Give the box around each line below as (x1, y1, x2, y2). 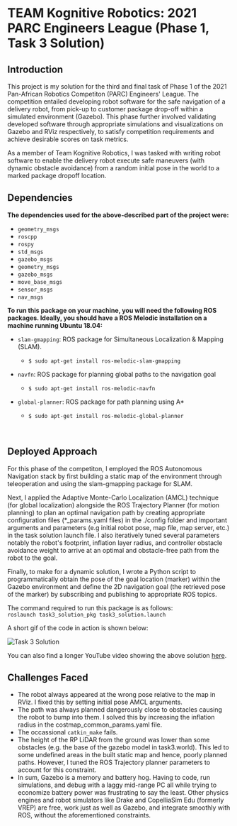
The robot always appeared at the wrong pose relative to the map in (17, 690, 216, 699)
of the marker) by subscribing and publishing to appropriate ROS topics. (7, 590, 217, 598)
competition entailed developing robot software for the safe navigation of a (7, 97, 226, 106)
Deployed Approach (7, 446, 98, 458)
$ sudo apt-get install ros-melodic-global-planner (28, 412, 184, 419)
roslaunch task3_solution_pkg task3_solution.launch (7, 611, 166, 618)
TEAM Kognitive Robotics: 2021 (7, 5, 197, 21)
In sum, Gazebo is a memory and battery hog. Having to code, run (17, 773, 211, 782)
